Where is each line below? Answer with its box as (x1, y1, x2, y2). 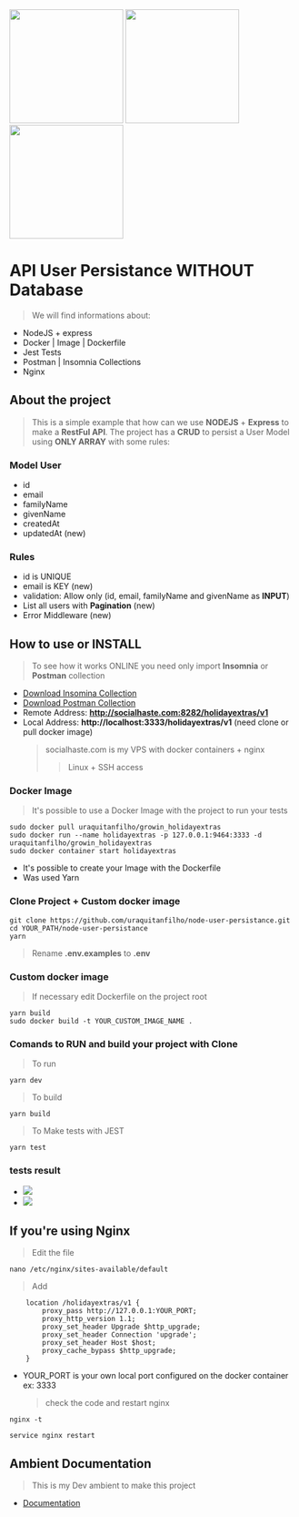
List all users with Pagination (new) (22, 600, 156, 611)
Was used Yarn (22, 872, 80, 883)
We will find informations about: (31, 310, 152, 321)
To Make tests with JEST (31, 1125, 125, 1136)
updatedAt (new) (22, 528, 86, 539)
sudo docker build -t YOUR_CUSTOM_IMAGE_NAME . (9, 1017, 194, 1026)
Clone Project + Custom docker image (9, 895, 181, 908)
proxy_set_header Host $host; (42, 1339, 156, 1348)
